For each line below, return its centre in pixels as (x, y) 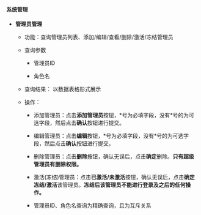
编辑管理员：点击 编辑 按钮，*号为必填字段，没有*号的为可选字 (111, 136)
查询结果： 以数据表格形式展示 (63, 89)
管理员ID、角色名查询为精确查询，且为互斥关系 (92, 206)
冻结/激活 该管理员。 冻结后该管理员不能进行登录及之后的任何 (109, 185)
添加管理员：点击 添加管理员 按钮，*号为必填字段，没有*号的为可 (114, 115)
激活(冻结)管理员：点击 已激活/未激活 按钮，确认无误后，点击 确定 (114, 177)
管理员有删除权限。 (58, 164)
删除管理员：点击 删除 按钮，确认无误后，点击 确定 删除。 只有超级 (114, 157)
